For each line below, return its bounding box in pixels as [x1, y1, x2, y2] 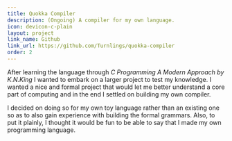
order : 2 [7, 49, 33, 56]
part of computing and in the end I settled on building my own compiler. [7, 90, 211, 98]
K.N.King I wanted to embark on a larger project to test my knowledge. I [7, 75, 212, 83]
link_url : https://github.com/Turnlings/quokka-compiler [7, 42, 175, 49]
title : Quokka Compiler [7, 10, 76, 17]
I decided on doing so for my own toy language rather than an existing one [7, 103, 220, 112]
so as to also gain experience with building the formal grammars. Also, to [7, 110, 215, 119]
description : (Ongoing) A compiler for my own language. [7, 17, 175, 24]
